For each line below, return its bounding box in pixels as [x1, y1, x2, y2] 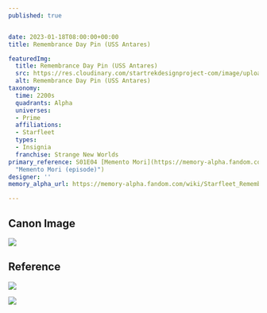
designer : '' [8, 172, 52, 181]
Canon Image [8, 216, 75, 230]
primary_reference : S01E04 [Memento [8, 158, 130, 166]
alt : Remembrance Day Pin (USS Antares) [15, 77, 151, 85]
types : [15, 136, 37, 144]
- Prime [15, 114, 41, 122]
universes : [15, 106, 52, 114]
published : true [8, 11, 62, 20]
